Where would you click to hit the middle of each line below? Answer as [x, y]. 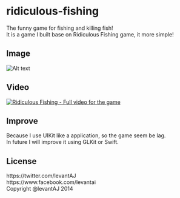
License [22, 161]
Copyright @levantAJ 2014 [40, 189]
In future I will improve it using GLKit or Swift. [63, 142]
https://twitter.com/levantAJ [41, 176]
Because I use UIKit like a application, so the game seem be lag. [86, 135]
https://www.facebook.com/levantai [51, 182]
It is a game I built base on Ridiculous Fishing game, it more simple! [90, 34]
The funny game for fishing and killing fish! [60, 28]
